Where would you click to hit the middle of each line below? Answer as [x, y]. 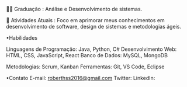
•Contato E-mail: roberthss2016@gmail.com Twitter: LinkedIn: [81, 78]
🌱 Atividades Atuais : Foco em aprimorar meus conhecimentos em [85, 20]
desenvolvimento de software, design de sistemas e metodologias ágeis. [93, 27]
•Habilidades [22, 38]
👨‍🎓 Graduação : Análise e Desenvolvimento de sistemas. [74, 9]
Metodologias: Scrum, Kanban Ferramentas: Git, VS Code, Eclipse [85, 67]
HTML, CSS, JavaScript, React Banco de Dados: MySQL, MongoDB [87, 55]
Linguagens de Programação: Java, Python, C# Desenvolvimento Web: [91, 49]
